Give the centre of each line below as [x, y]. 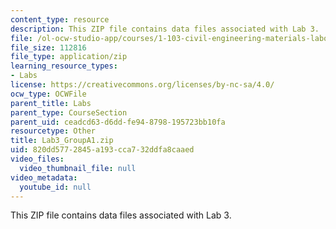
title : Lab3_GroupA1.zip [62, 141]
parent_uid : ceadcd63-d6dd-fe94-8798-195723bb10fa [118, 122]
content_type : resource [60, 19]
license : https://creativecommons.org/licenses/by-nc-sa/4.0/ [142, 85]
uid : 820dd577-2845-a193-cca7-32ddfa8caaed [102, 150]
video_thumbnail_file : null [78, 168]
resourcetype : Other [53, 131]
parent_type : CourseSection [69, 112]
